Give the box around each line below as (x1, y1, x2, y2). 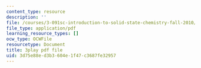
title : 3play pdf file (6, 47, 63, 53)
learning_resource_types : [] (6, 31, 79, 37)
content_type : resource (6, 8, 66, 15)
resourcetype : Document (6, 42, 66, 48)
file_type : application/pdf (6, 25, 77, 31)
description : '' (6, 14, 47, 20)
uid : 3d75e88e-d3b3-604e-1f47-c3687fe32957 (6, 53, 117, 59)
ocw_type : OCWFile (6, 36, 52, 42)
